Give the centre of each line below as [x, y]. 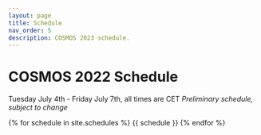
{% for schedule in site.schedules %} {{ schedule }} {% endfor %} [117, 123]
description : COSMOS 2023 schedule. [69, 38]
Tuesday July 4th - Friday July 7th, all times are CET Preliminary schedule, [131, 99]
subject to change [38, 107]
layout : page [30, 15]
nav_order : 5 [30, 30]
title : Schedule [35, 23]
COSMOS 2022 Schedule [93, 77]
